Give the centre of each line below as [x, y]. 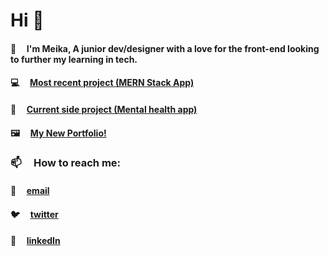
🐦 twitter [34, 214]
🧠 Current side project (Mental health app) [104, 109]
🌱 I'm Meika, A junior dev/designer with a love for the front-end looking [165, 48]
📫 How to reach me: [66, 163]
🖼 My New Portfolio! [58, 133]
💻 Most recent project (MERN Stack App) [102, 83]
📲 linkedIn [35, 241]
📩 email [30, 191]
